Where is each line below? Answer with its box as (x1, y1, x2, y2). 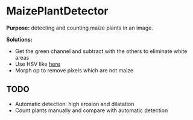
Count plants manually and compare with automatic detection (14, 107, 168, 114)
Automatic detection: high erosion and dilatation (14, 100, 134, 107)
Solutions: (6, 36, 33, 43)
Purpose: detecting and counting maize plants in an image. (6, 24, 154, 31)
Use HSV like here (14, 60, 60, 68)
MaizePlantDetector (6, 4, 109, 18)
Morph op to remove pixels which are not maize (14, 66, 134, 74)
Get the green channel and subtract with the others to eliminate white (14, 47, 188, 55)
